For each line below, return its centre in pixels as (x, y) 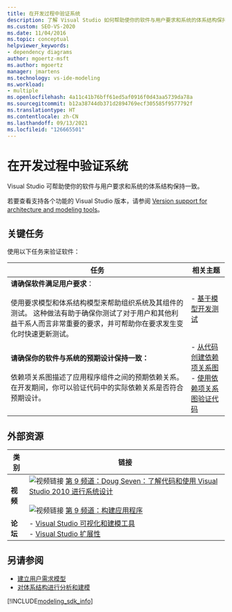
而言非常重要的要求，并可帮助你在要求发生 (108, 324)
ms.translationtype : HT (41, 110)
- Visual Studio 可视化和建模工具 (82, 523)
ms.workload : (26, 84)
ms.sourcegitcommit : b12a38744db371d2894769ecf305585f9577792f (100, 104)
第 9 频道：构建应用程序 (104, 510)
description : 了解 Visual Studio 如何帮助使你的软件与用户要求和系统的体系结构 (112, 20)
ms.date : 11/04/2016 (37, 33)
